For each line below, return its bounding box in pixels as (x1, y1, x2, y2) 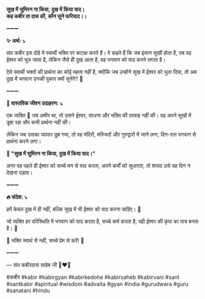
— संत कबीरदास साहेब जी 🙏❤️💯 (6, 261, 71, 268)
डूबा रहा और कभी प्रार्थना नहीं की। (6, 119, 71, 126)
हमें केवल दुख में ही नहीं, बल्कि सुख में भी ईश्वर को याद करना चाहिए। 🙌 (6, 206, 142, 213)
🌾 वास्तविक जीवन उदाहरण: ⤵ (6, 99, 63, 107)
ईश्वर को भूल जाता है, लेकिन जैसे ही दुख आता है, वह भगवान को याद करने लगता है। (6, 56, 166, 63)
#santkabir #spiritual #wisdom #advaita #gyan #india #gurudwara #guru (6, 281, 189, 287)
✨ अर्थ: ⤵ (6, 37, 26, 44)
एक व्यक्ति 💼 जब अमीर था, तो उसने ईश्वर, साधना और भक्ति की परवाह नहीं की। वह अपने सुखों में (6, 112, 192, 119)
